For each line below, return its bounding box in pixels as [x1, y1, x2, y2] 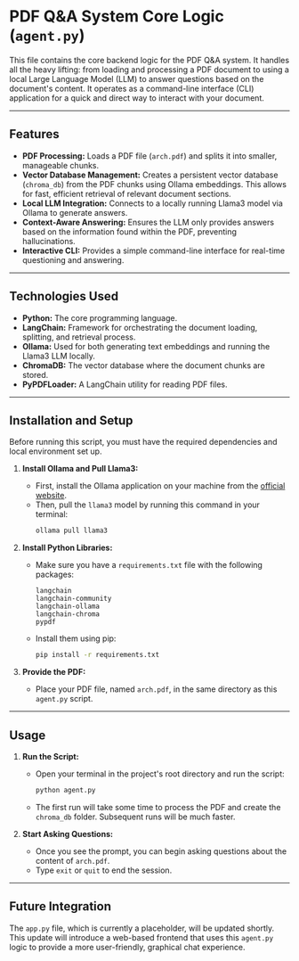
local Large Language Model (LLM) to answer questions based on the [9, 73, 264, 84]
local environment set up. [9, 446, 102, 456]
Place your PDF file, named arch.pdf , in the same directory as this [35, 684, 278, 694]
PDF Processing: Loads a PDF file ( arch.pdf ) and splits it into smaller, [21, 150, 278, 161]
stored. [21, 369, 49, 380]
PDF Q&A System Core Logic [9, 6, 224, 27]
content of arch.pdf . [35, 855, 110, 866]
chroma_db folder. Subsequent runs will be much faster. [35, 811, 236, 822]
